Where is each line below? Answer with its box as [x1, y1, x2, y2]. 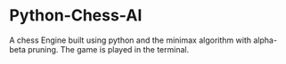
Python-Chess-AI [9, 5, 143, 26]
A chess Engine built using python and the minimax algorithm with [9, 35, 252, 45]
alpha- [253, 35, 278, 45]
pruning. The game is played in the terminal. [28, 44, 190, 54]
